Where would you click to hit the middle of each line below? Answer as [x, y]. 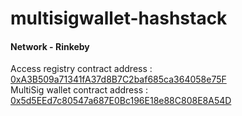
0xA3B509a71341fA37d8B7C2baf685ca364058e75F [118, 79]
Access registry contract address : [81, 69]
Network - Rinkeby [50, 46]
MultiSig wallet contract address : [79, 90]
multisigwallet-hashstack [119, 18]
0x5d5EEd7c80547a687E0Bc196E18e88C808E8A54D [121, 101]
